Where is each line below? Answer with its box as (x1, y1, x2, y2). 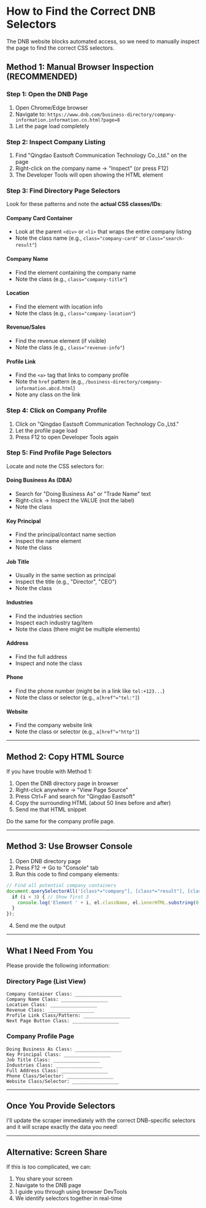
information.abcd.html (15, 385, 74, 392)
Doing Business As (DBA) (6, 477, 72, 484)
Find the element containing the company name (15, 269, 136, 276)
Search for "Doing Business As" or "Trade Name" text (15, 490, 151, 498)
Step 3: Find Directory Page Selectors (6, 186, 121, 194)
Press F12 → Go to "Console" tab (15, 864, 99, 871)
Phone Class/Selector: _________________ (6, 1072, 114, 1079)
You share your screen (15, 1175, 72, 1182)
